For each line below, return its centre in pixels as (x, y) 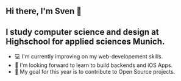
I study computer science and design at (82, 32)
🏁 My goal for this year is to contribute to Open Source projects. (95, 72)
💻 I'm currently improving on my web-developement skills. (89, 57)
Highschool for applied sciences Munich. (85, 41)
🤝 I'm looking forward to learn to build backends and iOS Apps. (94, 65)
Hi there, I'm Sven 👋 (44, 11)
